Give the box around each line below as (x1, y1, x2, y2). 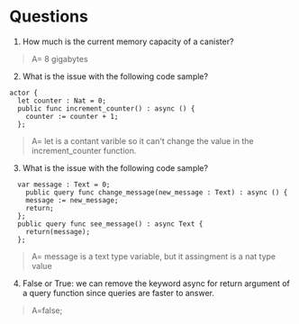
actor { (9, 88, 39, 97)
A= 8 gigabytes (31, 53, 88, 64)
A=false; (31, 304, 63, 316)
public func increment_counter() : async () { (17, 103, 195, 113)
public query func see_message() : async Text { (17, 219, 204, 229)
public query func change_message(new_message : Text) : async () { (25, 187, 288, 197)
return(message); (25, 227, 91, 236)
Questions (9, 6, 88, 27)
